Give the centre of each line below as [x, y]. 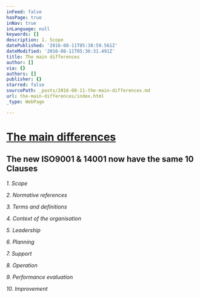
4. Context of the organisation [44, 218]
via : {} [16, 68]
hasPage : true [24, 18]
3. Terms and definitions [37, 207]
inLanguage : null [28, 29]
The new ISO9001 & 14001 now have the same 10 [100, 159]
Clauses [22, 169]
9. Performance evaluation [40, 277]
